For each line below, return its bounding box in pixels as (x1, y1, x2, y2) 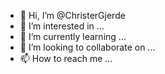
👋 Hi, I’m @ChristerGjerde (19, 10, 126, 21)
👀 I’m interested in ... (19, 20, 105, 32)
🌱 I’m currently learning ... (19, 31, 127, 42)
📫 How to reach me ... (19, 53, 113, 64)
